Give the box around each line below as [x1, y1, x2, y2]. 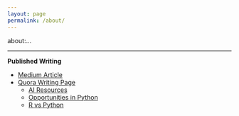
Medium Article [17, 70, 63, 79]
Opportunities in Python [28, 93, 98, 101]
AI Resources [28, 86, 68, 94]
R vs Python [28, 100, 64, 109]
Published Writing [7, 57, 62, 65]
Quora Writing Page [17, 78, 76, 86]
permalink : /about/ [7, 17, 65, 24]
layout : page [7, 10, 46, 18]
